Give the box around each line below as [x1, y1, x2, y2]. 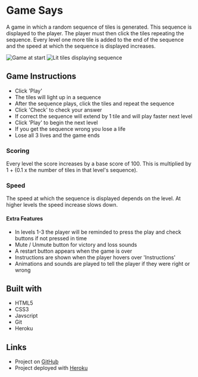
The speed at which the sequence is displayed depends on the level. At [6, 195, 181, 202]
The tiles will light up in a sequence [14, 93, 101, 100]
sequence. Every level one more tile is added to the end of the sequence [6, 36, 184, 43]
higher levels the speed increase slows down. [6, 201, 118, 209]
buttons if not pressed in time [14, 234, 87, 242]
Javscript [14, 312, 38, 320]
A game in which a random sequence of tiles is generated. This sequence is [6, 23, 192, 30]
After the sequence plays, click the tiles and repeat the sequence [14, 100, 174, 107]
